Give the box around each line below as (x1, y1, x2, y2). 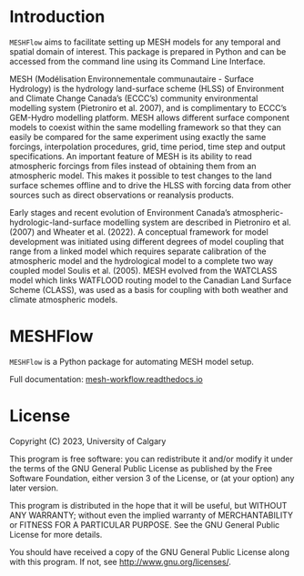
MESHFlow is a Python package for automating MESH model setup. (9, 356, 255, 367)
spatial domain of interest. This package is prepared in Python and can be (9, 45, 287, 56)
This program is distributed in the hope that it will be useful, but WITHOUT (9, 500, 288, 510)
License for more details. (9, 529, 103, 540)
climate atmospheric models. (9, 294, 118, 305)
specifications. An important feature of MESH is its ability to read (9, 150, 252, 161)
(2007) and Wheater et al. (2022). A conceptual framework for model (9, 226, 269, 237)
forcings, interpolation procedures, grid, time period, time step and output (9, 141, 286, 152)
